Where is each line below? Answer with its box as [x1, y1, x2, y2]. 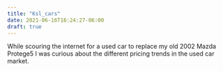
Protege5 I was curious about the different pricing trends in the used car [7, 49, 215, 58]
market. [7, 57, 29, 65]
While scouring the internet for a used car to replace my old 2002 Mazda [7, 42, 217, 51]
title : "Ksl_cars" [7, 10, 61, 17]
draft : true [7, 23, 42, 30]
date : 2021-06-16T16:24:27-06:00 [7, 17, 105, 24]
